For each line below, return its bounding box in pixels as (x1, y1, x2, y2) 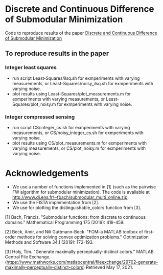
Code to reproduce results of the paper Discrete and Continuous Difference (5, 30, 158, 36)
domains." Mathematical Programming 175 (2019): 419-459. (5, 219, 125, 225)
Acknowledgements (5, 168, 89, 179)
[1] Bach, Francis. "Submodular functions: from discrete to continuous (5, 214, 146, 220)
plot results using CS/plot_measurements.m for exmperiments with (12, 140, 147, 146)
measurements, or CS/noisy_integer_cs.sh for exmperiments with (12, 130, 144, 136)
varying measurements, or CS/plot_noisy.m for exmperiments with (12, 145, 146, 151)
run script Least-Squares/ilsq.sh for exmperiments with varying (12, 75, 140, 81)
